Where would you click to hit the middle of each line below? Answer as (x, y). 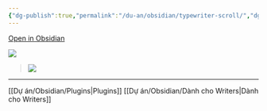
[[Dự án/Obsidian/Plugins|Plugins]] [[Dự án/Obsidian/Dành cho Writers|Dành (133, 90)
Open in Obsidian (37, 38)
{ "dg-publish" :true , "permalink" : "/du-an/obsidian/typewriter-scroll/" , (129, 15)
